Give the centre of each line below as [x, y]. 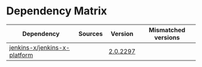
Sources [91, 33]
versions [167, 37]
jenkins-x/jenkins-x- [40, 47]
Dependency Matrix [57, 11]
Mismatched [167, 30]
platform [21, 55]
